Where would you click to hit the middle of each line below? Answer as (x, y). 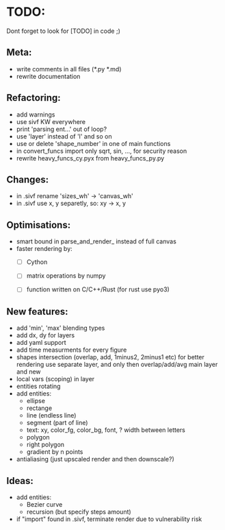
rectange (39, 408)
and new (29, 372)
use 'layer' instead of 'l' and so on (64, 136)
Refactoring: (34, 98)
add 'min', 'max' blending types (61, 328)
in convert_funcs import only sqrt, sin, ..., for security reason (102, 151)
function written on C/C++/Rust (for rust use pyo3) (98, 289)
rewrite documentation (48, 76)
